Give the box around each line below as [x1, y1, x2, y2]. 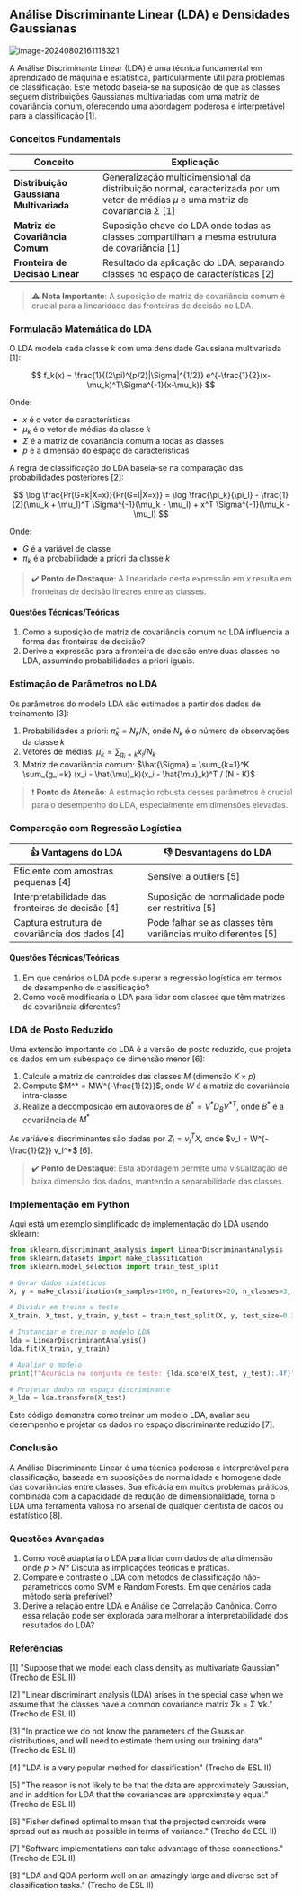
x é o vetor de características [22, 414, 131, 425]
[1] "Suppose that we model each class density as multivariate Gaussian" [9, 1663, 280, 1673]
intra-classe [22, 1090, 67, 1101]
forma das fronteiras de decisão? [22, 636, 146, 647]
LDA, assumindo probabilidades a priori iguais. [22, 655, 195, 666]
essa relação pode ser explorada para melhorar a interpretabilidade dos [22, 1610, 289, 1620]
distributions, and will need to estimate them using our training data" [9, 1735, 262, 1746]
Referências [9, 1642, 64, 1654]
